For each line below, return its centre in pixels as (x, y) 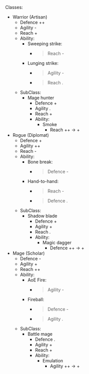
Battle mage (40, 334)
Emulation (53, 361)
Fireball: (36, 299)
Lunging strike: (43, 63)
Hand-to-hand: (43, 181)
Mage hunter (41, 98)
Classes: (14, 7)
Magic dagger (57, 243)
